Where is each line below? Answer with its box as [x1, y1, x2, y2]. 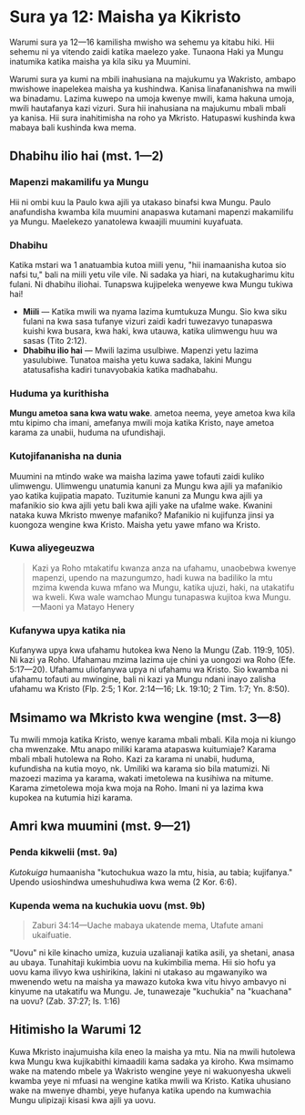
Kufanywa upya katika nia [9, 624, 126, 636]
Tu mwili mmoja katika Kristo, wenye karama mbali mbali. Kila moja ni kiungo [9, 734, 296, 745]
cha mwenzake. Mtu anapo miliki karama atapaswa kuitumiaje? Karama [9, 743, 277, 754]
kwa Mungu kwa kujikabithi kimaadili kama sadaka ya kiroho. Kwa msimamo [9, 1056, 294, 1067]
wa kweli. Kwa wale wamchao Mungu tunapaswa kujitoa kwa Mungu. [31, 591, 291, 603]
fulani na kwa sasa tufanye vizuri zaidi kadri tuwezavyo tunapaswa [22, 315, 273, 326]
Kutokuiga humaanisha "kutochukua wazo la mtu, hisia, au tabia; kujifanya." [9, 866, 293, 877]
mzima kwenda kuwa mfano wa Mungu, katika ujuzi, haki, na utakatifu [31, 582, 295, 593]
